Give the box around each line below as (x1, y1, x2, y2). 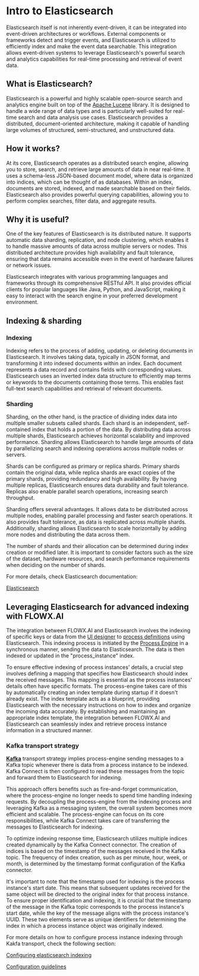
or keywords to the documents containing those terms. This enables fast (6, 379, 184, 386)
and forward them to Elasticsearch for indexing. (6, 774, 123, 781)
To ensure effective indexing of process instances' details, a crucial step (6, 664, 184, 671)
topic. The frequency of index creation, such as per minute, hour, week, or (6, 854, 188, 861)
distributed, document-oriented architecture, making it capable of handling (6, 120, 189, 127)
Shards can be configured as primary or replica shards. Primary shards (6, 462, 180, 470)
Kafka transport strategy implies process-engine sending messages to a (6, 755, 184, 762)
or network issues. (6, 262, 52, 269)
